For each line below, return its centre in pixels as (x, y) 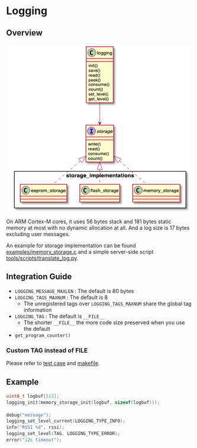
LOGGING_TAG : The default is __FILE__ (59, 316)
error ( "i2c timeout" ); (34, 440)
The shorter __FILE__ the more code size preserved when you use (104, 322)
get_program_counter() (43, 336)
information (38, 310)
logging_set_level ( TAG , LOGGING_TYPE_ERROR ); (63, 434)
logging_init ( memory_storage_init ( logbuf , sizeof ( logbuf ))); (83, 402)
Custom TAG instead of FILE (47, 350)
